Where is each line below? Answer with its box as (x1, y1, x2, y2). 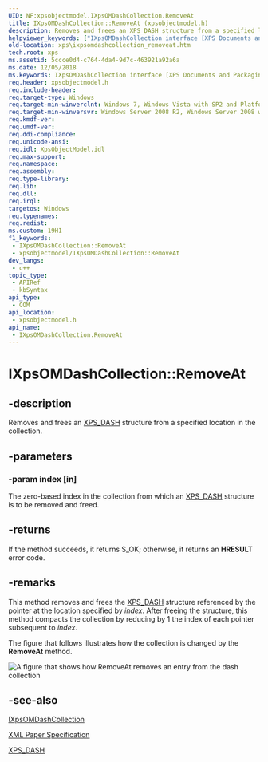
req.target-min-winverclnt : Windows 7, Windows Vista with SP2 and (8, 101, 238, 109)
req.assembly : (8, 168, 56, 176)
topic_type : (8, 271, 48, 279)
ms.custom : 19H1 (8, 227, 62, 235)
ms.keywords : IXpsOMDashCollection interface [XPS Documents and (8, 71, 230, 79)
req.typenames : (8, 212, 59, 220)
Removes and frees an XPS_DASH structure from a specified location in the (8, 418, 256, 428)
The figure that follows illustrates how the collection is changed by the (8, 638, 239, 647)
